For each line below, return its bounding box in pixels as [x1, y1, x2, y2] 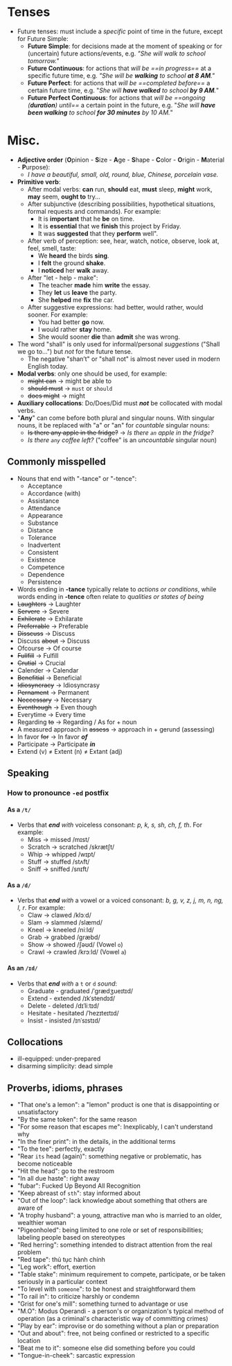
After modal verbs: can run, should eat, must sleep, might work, [27, 185, 213, 193]
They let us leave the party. [37, 288, 117, 296]
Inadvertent [27, 541, 61, 549]
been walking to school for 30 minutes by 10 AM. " [27, 108, 173, 117]
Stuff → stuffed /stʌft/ [27, 858, 90, 866]
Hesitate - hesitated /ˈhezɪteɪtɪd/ [27, 1009, 119, 1017]
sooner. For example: [27, 310, 88, 319]
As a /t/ [7, 805, 31, 813]
